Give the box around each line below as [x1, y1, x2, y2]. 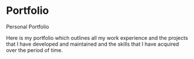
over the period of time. [6, 46, 63, 53]
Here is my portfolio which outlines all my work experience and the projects [6, 34, 189, 41]
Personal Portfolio [6, 23, 49, 30]
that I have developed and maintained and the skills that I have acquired [6, 40, 179, 47]
